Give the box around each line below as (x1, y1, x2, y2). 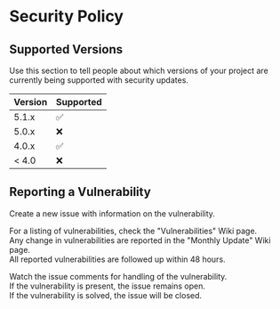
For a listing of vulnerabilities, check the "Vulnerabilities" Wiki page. (9, 225, 258, 236)
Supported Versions (9, 42, 123, 57)
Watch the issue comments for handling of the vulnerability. (9, 271, 228, 281)
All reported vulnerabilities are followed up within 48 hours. (9, 254, 226, 264)
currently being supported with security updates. (9, 75, 189, 85)
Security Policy (9, 6, 124, 27)
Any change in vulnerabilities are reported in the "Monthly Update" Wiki (9, 234, 271, 246)
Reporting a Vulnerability (9, 184, 151, 199)
